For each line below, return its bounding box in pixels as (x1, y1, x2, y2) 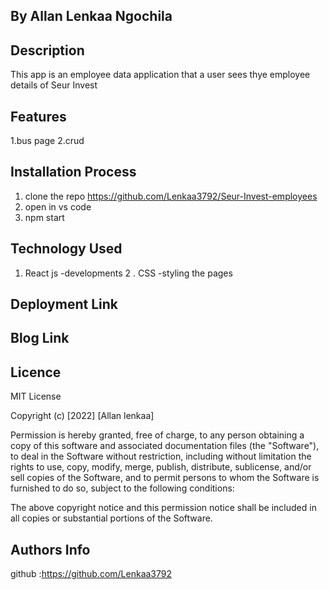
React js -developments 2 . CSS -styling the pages (24, 267, 233, 279)
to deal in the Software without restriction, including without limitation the (10, 450, 312, 463)
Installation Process (10, 164, 137, 181)
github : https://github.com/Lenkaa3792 (10, 568, 173, 580)
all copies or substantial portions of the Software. (10, 512, 213, 524)
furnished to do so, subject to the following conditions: (10, 482, 235, 494)
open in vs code (24, 200, 92, 213)
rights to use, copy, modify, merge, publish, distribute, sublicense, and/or (10, 461, 312, 473)
